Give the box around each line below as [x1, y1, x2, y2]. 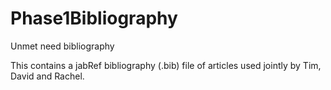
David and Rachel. [10, 70, 85, 82]
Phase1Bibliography [10, 7, 178, 30]
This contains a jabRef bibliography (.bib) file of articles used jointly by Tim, [10, 59, 322, 71]
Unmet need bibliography [10, 40, 115, 52]
